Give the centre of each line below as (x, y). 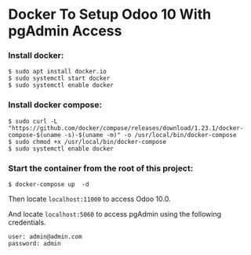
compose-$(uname (35, 135)
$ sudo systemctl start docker (59, 79)
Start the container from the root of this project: (101, 168)
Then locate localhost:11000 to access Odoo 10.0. (89, 199)
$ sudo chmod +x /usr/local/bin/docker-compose (87, 142)
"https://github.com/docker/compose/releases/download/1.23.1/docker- (126, 128)
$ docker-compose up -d (49, 185)
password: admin (35, 244)
